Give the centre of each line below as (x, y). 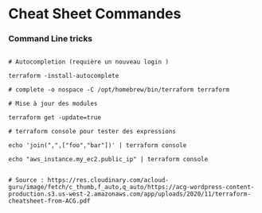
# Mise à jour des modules (53, 104)
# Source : (26, 180)
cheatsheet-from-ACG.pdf (49, 201)
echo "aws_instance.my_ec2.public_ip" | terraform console (108, 160)
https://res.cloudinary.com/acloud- (108, 180)
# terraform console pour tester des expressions (92, 132)
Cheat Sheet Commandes (95, 14)
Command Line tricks (51, 39)
